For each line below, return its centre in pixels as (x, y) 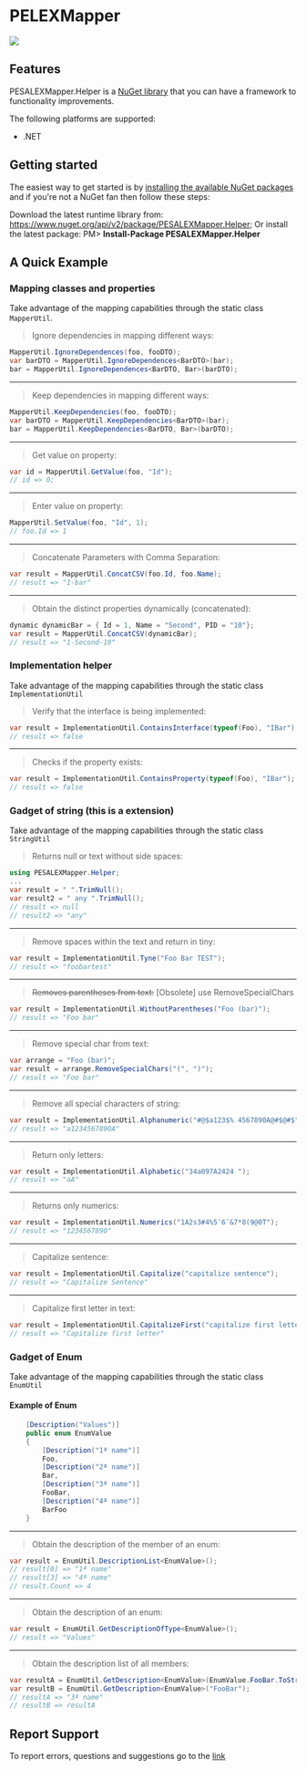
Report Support (54, 1734)
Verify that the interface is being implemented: (119, 711)
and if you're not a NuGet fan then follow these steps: (110, 196)
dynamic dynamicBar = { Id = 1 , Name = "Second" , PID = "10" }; (132, 625)
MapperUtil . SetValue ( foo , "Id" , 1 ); (79, 523)
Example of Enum (43, 1405)
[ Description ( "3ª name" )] (92, 1484)
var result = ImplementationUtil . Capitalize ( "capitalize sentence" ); (144, 1274)
